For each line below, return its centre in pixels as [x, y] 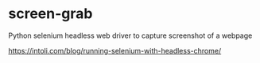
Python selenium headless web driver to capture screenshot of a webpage [130, 35]
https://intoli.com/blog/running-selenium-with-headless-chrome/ [115, 50]
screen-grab [50, 14]
